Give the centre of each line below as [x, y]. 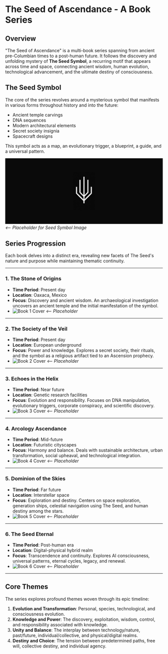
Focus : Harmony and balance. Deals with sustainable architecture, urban [87, 450]
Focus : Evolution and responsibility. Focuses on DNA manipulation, [81, 400]
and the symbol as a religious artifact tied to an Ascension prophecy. [83, 356]
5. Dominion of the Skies [35, 479]
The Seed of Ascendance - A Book [78, 9]
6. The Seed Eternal [29, 534]
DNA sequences [29, 120]
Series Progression [35, 243]
